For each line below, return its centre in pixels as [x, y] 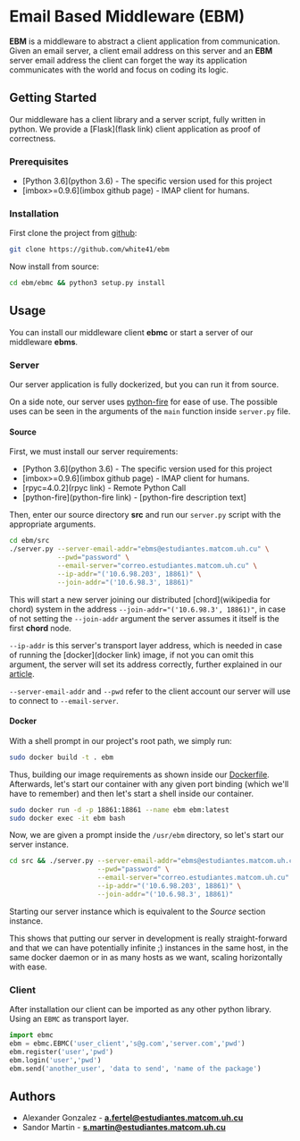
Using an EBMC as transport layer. [69, 1019]
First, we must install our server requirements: [94, 452]
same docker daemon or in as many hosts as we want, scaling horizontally [146, 957]
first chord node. [40, 628]
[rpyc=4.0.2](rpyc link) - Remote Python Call [104, 488]
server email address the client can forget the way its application [128, 60]
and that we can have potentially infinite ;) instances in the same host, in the [149, 947]
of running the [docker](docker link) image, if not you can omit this [132, 655]
